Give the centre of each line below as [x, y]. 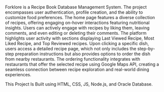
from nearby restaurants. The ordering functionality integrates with [73, 59]
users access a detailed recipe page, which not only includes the [71, 49]
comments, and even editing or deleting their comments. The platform [76, 33]
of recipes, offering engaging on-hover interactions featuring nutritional [77, 23]
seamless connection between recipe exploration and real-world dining [77, 69]
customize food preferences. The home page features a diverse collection [80, 17]
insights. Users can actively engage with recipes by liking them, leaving [77, 28]
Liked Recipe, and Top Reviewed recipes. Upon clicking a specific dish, [77, 43]
